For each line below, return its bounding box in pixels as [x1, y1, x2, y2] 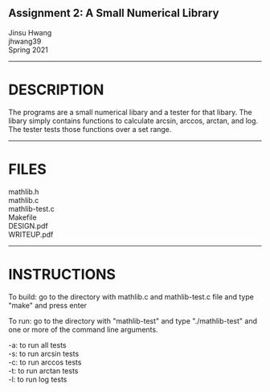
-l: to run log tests [8, 374, 67, 384]
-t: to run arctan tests [8, 365, 79, 375]
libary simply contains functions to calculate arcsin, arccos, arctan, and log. [8, 116, 259, 126]
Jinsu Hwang [8, 27, 52, 37]
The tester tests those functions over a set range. [8, 124, 172, 134]
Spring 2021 [8, 44, 48, 55]
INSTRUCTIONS [8, 265, 117, 283]
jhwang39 [8, 36, 42, 46]
